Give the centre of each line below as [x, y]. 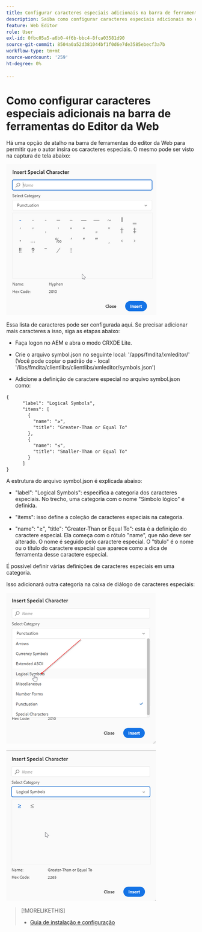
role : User [20, 32]
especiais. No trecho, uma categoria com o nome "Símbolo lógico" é [100, 499]
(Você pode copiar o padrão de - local [62, 361]
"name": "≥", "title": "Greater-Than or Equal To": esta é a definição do [101, 529]
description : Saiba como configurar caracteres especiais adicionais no [99, 19]
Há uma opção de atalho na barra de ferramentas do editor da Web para [96, 143]
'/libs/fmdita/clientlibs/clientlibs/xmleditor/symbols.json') [85, 368]
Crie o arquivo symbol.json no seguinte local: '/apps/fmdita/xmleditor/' [102, 355]
